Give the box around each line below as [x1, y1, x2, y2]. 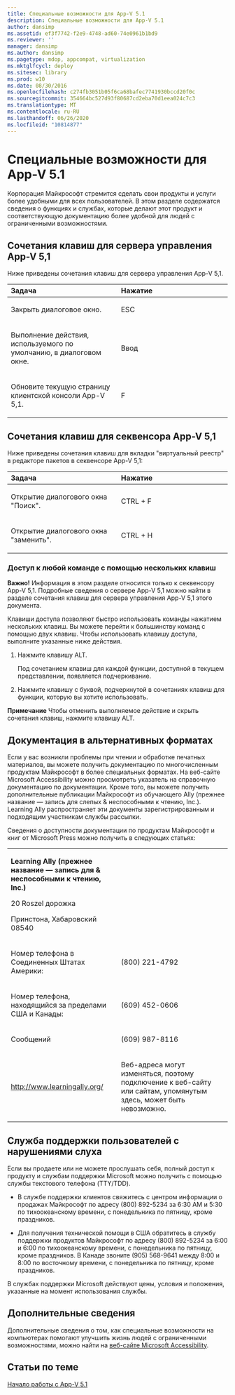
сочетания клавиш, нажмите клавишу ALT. [7, 714, 135, 723]
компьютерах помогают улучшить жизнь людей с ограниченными [7, 1333, 207, 1342]
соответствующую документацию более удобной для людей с [7, 212, 195, 220]
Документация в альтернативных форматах [7, 734, 213, 746]
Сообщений [10, 1034, 51, 1044]
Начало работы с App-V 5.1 [7, 1380, 88, 1388]
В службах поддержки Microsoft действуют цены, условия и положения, [7, 1279, 225, 1288]
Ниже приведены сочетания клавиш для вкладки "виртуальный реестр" [7, 449, 225, 458]
